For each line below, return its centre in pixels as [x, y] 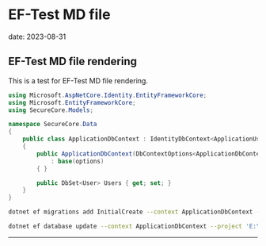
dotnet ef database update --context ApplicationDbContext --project [125, 226]
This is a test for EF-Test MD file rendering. [78, 80]
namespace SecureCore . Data [53, 125]
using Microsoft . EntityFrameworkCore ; [72, 102]
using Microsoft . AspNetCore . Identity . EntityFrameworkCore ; [108, 95]
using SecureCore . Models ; [51, 110]
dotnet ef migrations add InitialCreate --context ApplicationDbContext [131, 212]
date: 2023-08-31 [37, 37]
